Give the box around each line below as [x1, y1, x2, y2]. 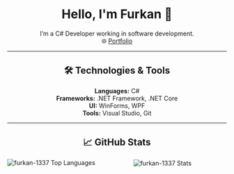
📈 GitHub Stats [83, 136, 151, 148]
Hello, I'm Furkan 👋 [61, 6, 173, 22]
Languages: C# [94, 86, 140, 95]
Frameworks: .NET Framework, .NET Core [56, 94, 178, 102]
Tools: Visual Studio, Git [82, 109, 152, 117]
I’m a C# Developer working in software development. [40, 29, 194, 38]
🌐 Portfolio [101, 36, 133, 45]
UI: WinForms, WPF [88, 101, 146, 110]
